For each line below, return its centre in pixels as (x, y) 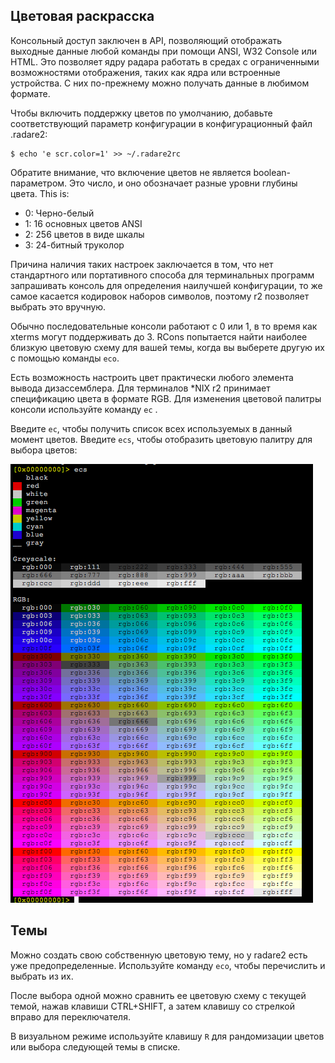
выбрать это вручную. (58, 306)
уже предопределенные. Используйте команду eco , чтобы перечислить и (168, 965)
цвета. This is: (40, 193)
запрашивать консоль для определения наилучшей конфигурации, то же (166, 285)
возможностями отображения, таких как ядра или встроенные (145, 72)
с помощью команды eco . (65, 358)
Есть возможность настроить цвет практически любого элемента (152, 377)
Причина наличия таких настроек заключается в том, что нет (142, 264)
